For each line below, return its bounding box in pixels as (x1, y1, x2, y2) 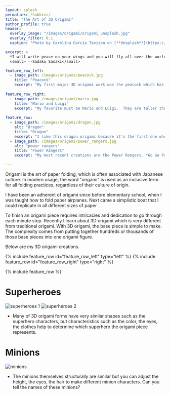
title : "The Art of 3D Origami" (5, 17, 73, 22)
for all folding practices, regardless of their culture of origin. (5, 182, 130, 188)
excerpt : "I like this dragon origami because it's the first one (14, 134, 157, 139)
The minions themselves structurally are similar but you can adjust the (12, 373, 159, 379)
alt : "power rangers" (14, 143, 60, 148)
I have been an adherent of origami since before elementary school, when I (5, 192, 162, 198)
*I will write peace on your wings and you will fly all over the (10, 54, 153, 59)
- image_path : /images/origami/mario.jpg (10, 96, 99, 101)
